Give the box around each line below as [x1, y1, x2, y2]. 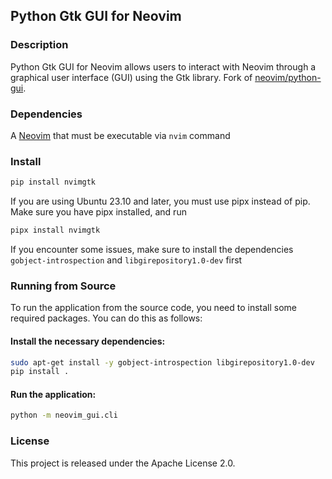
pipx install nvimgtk [10, 225, 101, 236]
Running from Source [10, 279, 117, 293]
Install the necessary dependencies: [10, 335, 166, 347]
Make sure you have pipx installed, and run [10, 206, 187, 218]
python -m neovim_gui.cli [10, 410, 118, 421]
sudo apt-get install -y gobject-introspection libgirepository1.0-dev [10, 357, 315, 368]
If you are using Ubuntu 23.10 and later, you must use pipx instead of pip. [10, 195, 311, 208]
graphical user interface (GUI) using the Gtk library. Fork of [10, 71, 253, 83]
